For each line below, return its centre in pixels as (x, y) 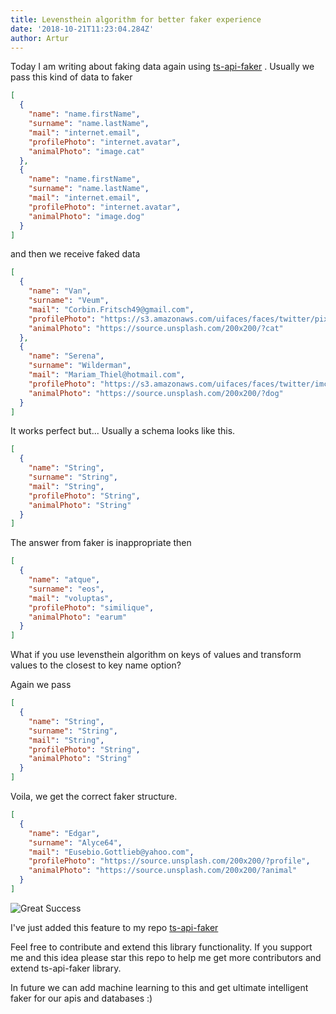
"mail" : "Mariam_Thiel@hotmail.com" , (107, 375)
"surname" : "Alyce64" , (75, 842)
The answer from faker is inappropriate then (101, 543)
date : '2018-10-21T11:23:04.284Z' (82, 29)
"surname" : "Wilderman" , (80, 366)
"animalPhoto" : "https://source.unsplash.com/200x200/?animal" (163, 871)
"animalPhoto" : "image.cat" (86, 151)
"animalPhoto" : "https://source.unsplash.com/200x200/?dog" (156, 393)
